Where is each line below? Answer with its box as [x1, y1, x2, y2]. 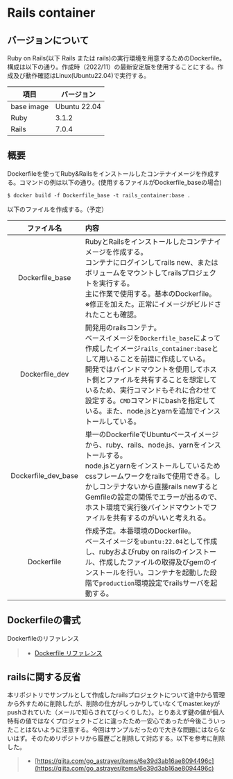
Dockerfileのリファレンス [7, 634, 80, 642]
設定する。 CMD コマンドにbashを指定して [85, 395, 216, 405]
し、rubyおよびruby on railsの [85, 547, 182, 557]
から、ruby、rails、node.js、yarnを [85, 440, 201, 450]
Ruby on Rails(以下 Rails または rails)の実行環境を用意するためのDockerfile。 [7, 54, 225, 62]
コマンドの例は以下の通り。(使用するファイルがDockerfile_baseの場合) [19, 178, 222, 186]
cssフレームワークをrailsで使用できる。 [85, 471, 214, 481]
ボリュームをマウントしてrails [85, 268, 182, 277]
